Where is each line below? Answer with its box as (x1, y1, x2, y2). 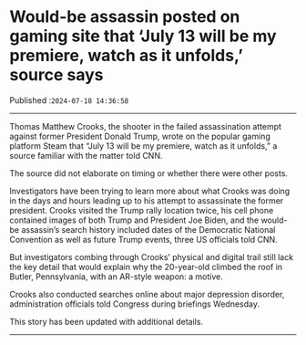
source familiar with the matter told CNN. (9, 150, 163, 161)
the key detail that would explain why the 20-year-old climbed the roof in (9, 261, 283, 272)
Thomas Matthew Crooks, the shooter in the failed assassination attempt (9, 120, 282, 131)
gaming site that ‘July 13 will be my (9, 26, 277, 47)
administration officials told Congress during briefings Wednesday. (9, 298, 260, 309)
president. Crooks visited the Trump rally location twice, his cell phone (9, 204, 274, 215)
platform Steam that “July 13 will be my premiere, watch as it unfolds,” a (9, 140, 278, 152)
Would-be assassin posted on (9, 6, 240, 27)
